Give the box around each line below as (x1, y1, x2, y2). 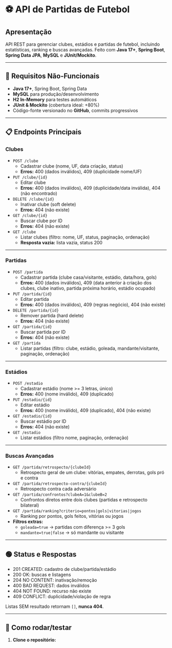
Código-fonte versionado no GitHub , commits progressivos (12, 107, 138, 113)
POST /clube (12, 158, 38, 164)
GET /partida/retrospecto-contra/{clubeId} (12, 481, 107, 487)
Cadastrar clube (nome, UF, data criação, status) (20, 163, 124, 169)
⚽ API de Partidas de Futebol (5, 4, 130, 15)
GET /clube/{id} (12, 213, 48, 218)
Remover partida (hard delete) (20, 312, 84, 318)
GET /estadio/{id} (12, 414, 52, 419)
